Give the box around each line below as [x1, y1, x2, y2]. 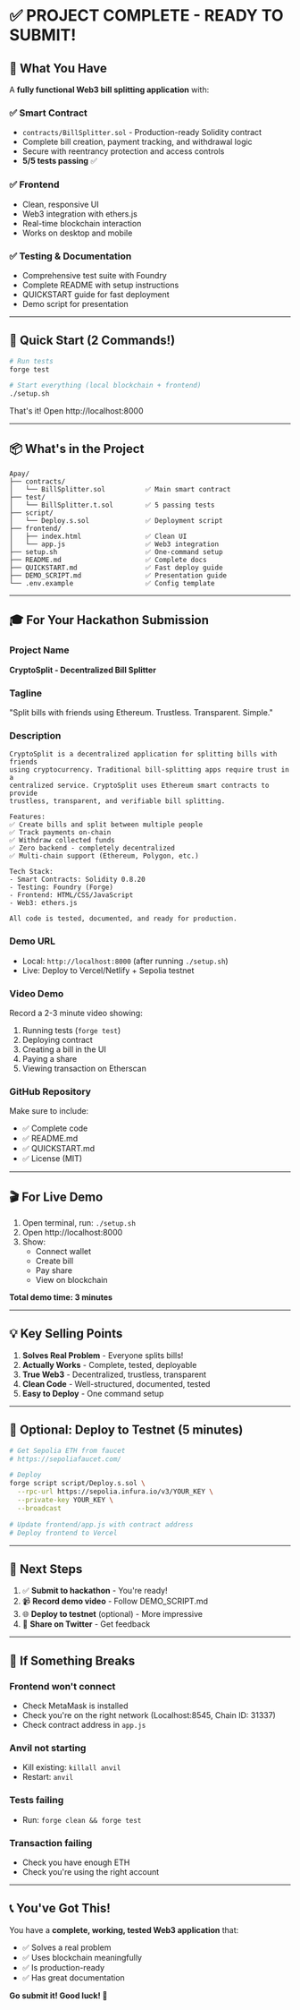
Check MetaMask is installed [21, 1700, 129, 1711]
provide [9, 789, 38, 798]
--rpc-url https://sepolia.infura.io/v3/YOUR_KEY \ [17, 1487, 214, 1496]
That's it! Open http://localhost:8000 [9, 406, 145, 416]
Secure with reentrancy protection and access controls [21, 146, 225, 157]
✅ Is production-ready [21, 1962, 105, 1972]
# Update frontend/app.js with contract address [9, 1519, 194, 1529]
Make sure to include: [9, 1106, 89, 1116]
